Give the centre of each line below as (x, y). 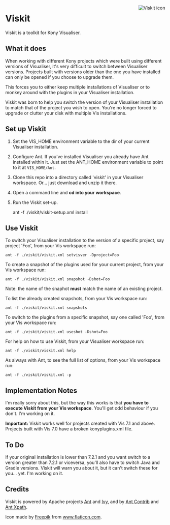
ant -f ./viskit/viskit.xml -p (38, 375)
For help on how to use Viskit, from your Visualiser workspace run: (75, 341)
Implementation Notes (41, 390)
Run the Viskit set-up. (35, 202)
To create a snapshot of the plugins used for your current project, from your (84, 265)
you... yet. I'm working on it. (34, 473)
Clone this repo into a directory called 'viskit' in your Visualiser (78, 177)
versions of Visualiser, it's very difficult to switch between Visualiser (76, 66)
